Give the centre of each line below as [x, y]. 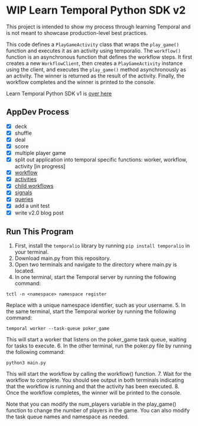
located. [25, 271]
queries [24, 199]
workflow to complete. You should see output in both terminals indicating [95, 380]
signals [23, 193]
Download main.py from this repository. [63, 258]
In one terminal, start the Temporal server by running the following [95, 277]
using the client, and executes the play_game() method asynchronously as [96, 69]
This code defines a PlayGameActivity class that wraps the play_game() [92, 44]
